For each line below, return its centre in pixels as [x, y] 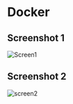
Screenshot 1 [36, 38]
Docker [29, 12]
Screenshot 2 [37, 76]
